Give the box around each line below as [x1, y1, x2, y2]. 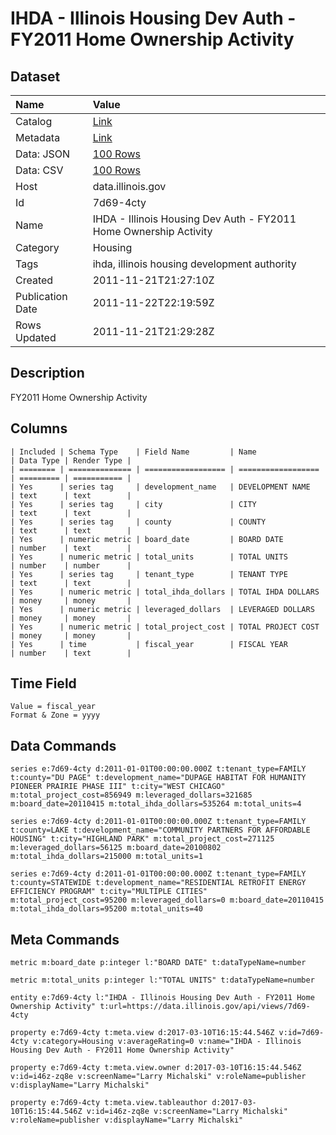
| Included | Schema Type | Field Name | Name [10, 447, 257, 457]
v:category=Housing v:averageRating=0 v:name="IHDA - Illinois [32, 1037, 302, 1047]
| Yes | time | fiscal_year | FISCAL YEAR [10, 639, 288, 649]
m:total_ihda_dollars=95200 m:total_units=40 [10, 904, 203, 914]
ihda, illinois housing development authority [92, 257, 297, 271]
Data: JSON [15, 147, 71, 161]
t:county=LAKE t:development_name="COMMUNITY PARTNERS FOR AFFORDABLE [10, 825, 311, 836]
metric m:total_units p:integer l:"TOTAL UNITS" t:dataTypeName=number [10, 975, 315, 986]
